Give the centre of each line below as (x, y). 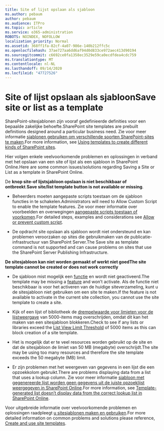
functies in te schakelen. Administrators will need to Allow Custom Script (84, 201)
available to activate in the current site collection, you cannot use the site (85, 297)
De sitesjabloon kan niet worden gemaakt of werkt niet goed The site (76, 262)
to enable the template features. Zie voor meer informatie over (75, 206)
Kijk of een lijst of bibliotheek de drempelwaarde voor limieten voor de (83, 312)
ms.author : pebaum (24, 14)
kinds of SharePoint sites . (31, 147)
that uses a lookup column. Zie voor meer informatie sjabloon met (78, 377)
